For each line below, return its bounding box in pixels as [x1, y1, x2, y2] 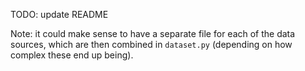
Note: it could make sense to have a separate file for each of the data [10, 28, 296, 39]
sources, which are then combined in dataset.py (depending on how [10, 39, 293, 50]
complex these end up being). [10, 49, 134, 61]
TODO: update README [10, 9, 109, 20]
